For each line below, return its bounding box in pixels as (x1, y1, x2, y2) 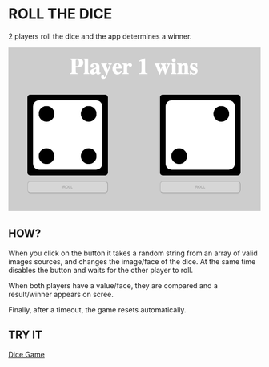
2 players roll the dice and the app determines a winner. (8, 31, 192, 41)
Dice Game (8, 349, 46, 359)
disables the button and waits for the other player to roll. (8, 265, 194, 275)
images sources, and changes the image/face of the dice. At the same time (8, 256, 256, 266)
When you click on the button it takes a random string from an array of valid (8, 248, 258, 258)
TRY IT (8, 328, 42, 342)
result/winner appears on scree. (8, 289, 114, 299)
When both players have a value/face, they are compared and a (8, 280, 219, 290)
